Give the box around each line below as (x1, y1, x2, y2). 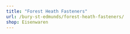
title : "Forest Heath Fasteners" (6, 8, 88, 14)
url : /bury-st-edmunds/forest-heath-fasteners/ (6, 14, 125, 20)
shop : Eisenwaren (6, 19, 49, 25)
